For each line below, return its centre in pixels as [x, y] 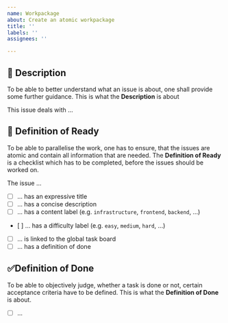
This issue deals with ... [40, 110]
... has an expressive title [52, 196]
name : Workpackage [33, 13]
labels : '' [23, 33]
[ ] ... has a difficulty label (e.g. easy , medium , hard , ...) [91, 225]
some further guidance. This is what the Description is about [93, 96]
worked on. [23, 169]
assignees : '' [27, 39]
